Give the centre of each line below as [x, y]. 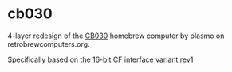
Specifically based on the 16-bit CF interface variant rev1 [100, 59]
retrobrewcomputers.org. [49, 44]
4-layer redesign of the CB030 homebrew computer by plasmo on [116, 36]
